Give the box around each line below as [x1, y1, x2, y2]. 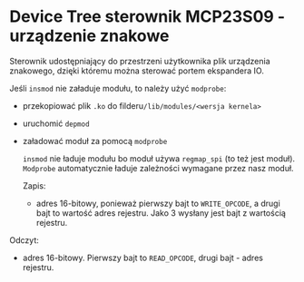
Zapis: [22, 180, 46, 191]
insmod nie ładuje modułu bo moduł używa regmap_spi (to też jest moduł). [22, 152, 296, 164]
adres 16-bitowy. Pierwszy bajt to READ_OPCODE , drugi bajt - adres [22, 252, 263, 263]
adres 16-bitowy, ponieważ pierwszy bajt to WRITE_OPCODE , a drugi [35, 198, 281, 209]
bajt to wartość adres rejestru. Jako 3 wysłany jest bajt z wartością [35, 207, 286, 219]
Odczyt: [9, 234, 39, 246]
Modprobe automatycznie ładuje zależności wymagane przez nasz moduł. [22, 162, 294, 173]
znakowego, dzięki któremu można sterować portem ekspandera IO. [9, 65, 265, 76]
